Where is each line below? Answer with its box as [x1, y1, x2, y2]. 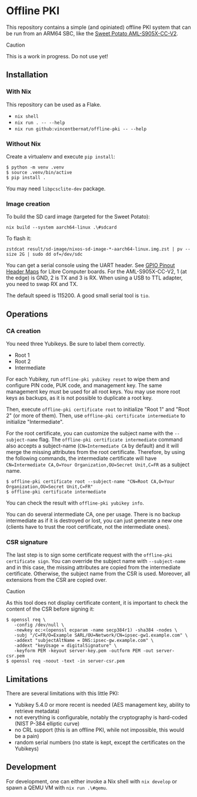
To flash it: [6, 235, 32, 242]
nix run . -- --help [14, 120, 65, 126]
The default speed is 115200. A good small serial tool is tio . [6, 292, 150, 299]
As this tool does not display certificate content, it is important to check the [6, 600, 188, 607]
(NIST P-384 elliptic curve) [14, 720, 80, 727]
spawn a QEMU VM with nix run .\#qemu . [6, 784, 108, 791]
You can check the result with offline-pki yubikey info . [6, 499, 144, 506]
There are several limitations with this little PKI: [6, 690, 119, 697]
